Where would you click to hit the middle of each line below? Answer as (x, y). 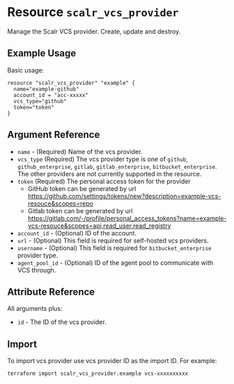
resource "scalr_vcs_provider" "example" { (71, 83)
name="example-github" (46, 89)
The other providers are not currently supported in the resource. (109, 174)
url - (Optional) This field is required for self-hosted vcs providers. (113, 240)
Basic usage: (26, 70)
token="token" (34, 107)
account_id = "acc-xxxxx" (51, 95)
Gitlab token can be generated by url (80, 210)
